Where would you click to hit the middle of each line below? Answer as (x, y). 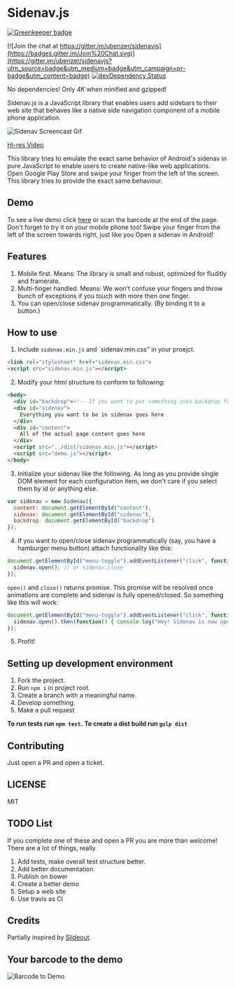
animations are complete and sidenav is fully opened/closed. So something (115, 595)
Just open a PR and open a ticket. (56, 762)
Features (27, 257)
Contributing (36, 746)
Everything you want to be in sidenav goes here (92, 415)
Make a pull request (46, 710)
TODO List (30, 823)
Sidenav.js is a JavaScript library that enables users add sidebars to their (112, 102)
